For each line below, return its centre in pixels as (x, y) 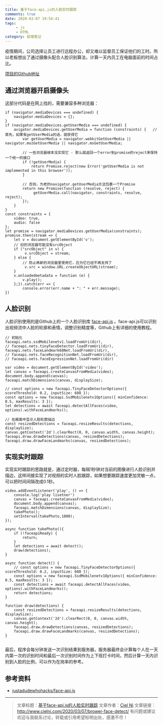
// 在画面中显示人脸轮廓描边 (30, 419)
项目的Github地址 (22, 74)
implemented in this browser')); (39, 170)
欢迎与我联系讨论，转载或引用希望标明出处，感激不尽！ (72, 717)
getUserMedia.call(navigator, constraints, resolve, (88, 193)
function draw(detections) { (34, 606)
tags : (10, 23)
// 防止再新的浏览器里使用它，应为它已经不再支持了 (67, 263)
